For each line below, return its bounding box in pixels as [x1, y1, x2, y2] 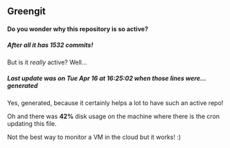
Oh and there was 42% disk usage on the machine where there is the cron [7, 112, 220, 120]
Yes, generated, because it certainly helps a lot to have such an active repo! [7, 98, 224, 107]
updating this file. [7, 119, 57, 127]
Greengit [7, 6, 46, 17]
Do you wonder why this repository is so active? [7, 24, 149, 33]
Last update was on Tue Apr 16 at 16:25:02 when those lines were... [7, 74, 206, 82]
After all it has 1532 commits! [7, 41, 94, 49]
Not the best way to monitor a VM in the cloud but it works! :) [7, 133, 182, 141]
